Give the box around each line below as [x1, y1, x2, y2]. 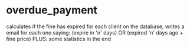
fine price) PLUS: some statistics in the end [6, 35, 111, 42]
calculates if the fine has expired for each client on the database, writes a [6, 23, 185, 30]
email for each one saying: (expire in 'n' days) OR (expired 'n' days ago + [6, 29, 184, 36]
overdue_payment [6, 4, 97, 17]
